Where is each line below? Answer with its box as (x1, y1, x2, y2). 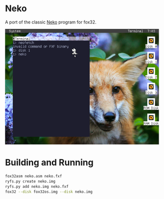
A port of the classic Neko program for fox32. (5, 19, 97, 25)
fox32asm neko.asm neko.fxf (5, 174, 62, 178)
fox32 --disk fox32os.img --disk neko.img (5, 189, 93, 194)
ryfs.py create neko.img (5, 179, 56, 184)
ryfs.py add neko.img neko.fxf (5, 184, 69, 189)
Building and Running (5, 157, 94, 168)
